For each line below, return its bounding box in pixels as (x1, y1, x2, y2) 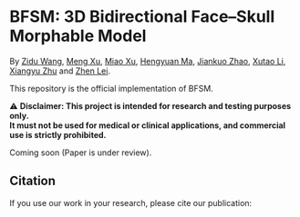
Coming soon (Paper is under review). (9, 147, 152, 158)
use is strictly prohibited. (9, 129, 107, 140)
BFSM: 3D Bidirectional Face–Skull (9, 6, 275, 27)
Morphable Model (9, 25, 147, 46)
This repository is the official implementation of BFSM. (9, 83, 214, 94)
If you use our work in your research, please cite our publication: (9, 197, 253, 208)
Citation (9, 173, 57, 189)
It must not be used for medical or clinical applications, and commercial (9, 120, 285, 131)
